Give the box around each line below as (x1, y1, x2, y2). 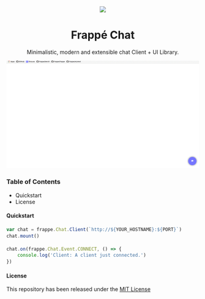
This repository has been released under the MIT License (6, 286, 151, 293)
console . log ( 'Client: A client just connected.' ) (17, 252, 147, 259)
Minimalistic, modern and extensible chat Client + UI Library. (26, 48, 179, 56)
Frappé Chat (70, 28, 135, 42)
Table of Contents (6, 178, 61, 186)
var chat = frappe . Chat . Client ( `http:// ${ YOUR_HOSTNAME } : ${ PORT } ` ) (6, 226, 182, 232)
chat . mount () (6, 233, 40, 239)
